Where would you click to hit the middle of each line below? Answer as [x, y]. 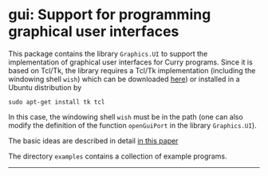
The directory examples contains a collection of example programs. [118, 156]
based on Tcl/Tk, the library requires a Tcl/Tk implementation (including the [132, 70]
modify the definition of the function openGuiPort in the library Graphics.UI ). [132, 125]
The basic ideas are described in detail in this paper [93, 140]
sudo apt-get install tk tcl [57, 102]
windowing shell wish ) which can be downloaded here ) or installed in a [124, 79]
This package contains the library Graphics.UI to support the [108, 53]
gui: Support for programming [110, 15]
